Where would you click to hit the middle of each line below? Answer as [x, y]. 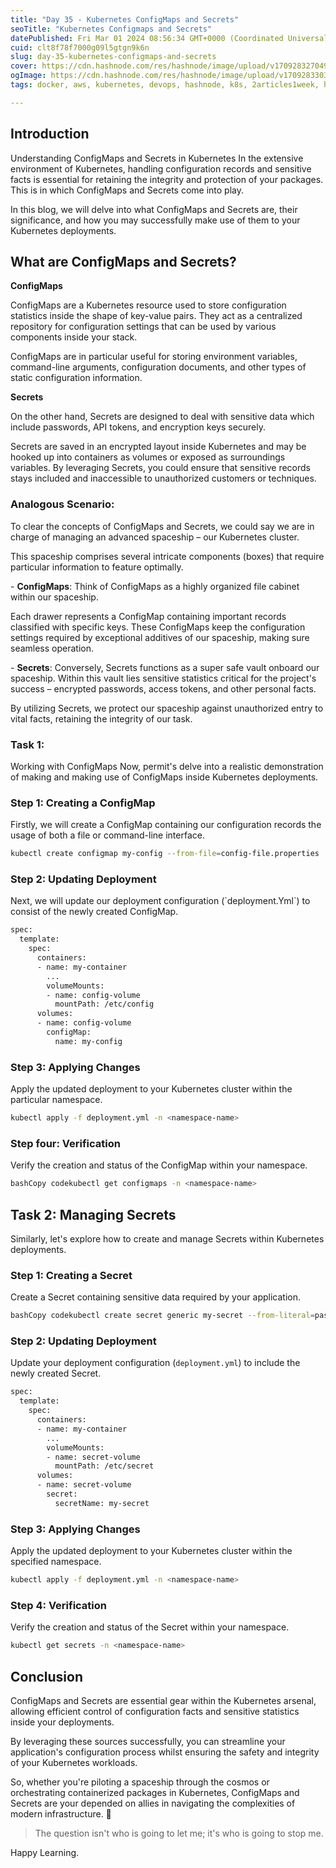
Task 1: [27, 744]
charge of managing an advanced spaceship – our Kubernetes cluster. [155, 537]
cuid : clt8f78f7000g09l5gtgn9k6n [80, 47]
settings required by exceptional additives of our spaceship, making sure [160, 637]
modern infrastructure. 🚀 [61, 1813]
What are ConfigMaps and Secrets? [123, 261]
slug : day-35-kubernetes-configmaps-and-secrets [113, 57]
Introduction [50, 134]
